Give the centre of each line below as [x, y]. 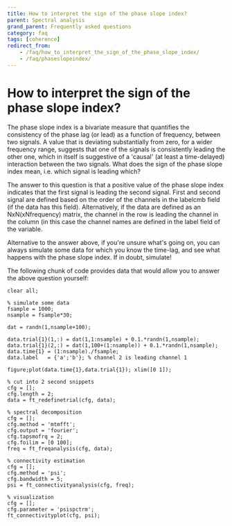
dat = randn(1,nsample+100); [49, 327]
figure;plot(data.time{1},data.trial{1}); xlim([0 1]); [89, 370]
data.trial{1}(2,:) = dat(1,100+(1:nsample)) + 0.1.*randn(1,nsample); [113, 345]
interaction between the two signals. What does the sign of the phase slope [115, 164]
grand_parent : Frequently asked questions [69, 26]
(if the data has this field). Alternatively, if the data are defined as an [104, 207]
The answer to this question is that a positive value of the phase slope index [115, 185]
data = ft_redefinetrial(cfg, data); [62, 400]
